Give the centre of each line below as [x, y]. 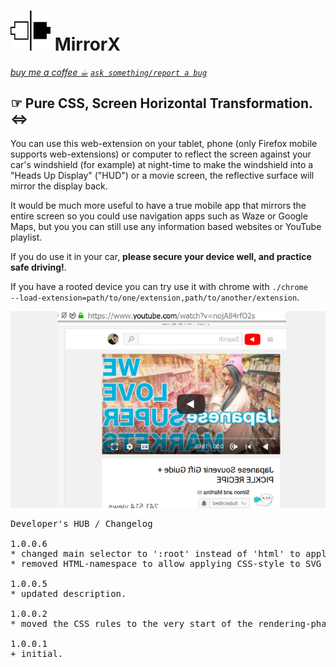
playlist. [26, 237]
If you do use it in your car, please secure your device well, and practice [161, 256]
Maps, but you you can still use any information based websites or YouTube [166, 226]
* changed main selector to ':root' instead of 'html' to [155, 553]
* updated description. [68, 593]
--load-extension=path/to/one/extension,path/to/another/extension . [155, 297]
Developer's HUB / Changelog [81, 523]
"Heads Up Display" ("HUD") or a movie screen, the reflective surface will [162, 175]
